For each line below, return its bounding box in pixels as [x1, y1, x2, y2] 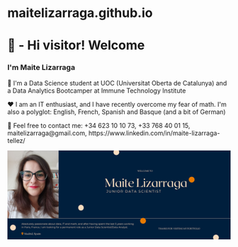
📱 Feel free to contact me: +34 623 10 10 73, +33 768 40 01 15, [7, 121, 191, 130]
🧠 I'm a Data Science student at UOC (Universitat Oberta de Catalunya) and [7, 79, 227, 87]
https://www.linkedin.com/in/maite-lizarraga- [88, 129, 220, 137]
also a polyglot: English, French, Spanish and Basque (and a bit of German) [7, 108, 226, 116]
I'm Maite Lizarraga [7, 62, 76, 72]
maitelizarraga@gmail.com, [7, 129, 87, 137]
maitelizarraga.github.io [7, 5, 153, 21]
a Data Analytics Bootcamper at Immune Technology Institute [7, 86, 186, 95]
